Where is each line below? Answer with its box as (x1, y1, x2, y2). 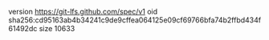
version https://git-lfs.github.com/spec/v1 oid (8, 7, 158, 16)
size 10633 (39, 24, 75, 33)
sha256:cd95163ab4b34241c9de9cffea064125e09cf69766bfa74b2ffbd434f (8, 15, 262, 25)
